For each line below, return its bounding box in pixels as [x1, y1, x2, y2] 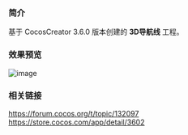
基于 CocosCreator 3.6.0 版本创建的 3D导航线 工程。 [8, 27, 184, 37]
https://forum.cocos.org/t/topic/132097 [8, 108, 139, 118]
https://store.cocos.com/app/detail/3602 [8, 117, 145, 127]
